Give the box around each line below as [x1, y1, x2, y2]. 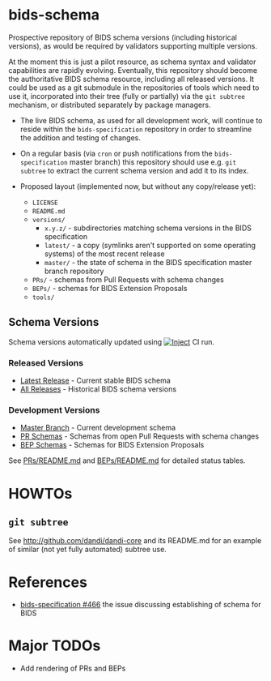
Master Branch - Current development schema [19, 423, 176, 433]
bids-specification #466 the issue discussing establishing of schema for [19, 600, 261, 610]
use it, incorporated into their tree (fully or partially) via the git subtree [8, 91, 245, 101]
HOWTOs [8, 484, 73, 503]
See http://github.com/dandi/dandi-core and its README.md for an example [8, 536, 262, 546]
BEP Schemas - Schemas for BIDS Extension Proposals [19, 440, 205, 450]
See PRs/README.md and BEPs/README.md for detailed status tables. [8, 456, 246, 465]
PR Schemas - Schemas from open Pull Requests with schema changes [19, 431, 260, 441]
